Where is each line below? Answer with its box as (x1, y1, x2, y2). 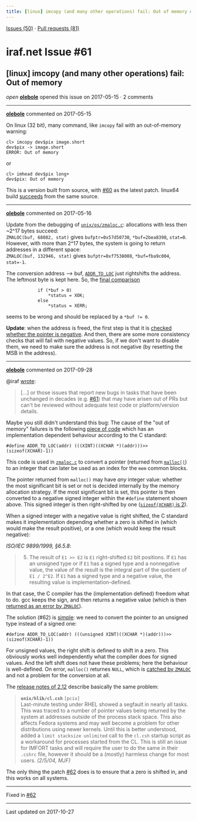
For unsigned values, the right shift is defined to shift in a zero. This (6, 647, 169, 654)
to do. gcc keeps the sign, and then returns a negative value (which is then (6, 596, 186, 603)
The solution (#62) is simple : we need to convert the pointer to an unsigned (6, 614, 189, 621)
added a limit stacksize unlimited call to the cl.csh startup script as (20, 732, 191, 739)
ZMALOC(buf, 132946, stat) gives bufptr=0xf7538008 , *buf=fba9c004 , (6, 252, 171, 259)
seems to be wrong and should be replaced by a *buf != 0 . (6, 313, 150, 320)
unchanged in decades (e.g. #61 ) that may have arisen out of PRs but (20, 395, 188, 402)
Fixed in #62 (6, 791, 36, 798)
